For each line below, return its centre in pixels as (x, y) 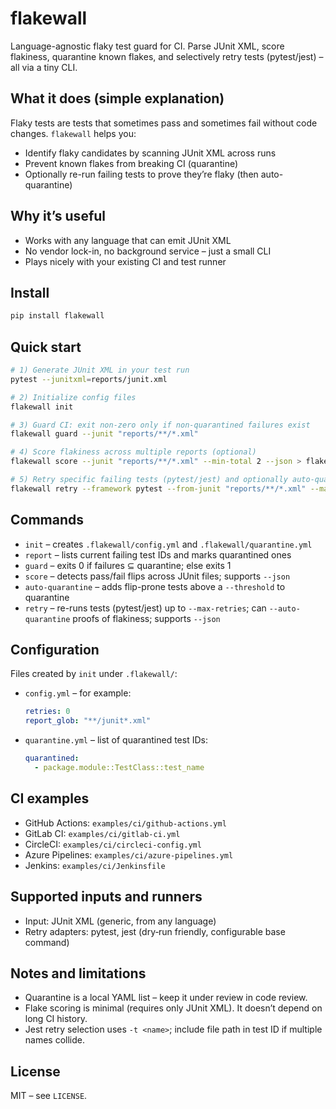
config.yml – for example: (78, 693)
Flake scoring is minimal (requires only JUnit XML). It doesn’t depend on (173, 1008)
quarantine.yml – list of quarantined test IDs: (116, 740)
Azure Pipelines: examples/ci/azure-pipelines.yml (129, 854)
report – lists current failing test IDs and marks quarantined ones (158, 554)
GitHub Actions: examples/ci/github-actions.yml (125, 823)
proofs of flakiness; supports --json (146, 618)
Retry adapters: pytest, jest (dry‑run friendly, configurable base (155, 931)
